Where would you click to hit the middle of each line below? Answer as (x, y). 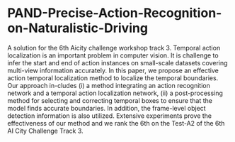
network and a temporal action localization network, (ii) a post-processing (115, 93)
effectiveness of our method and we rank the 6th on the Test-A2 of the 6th (116, 123)
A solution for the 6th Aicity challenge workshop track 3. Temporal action (114, 48)
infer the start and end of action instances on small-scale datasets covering (117, 62)
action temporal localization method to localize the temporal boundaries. (113, 78)
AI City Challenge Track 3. (45, 131)
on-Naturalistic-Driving (78, 28)
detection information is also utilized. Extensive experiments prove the (110, 116)
